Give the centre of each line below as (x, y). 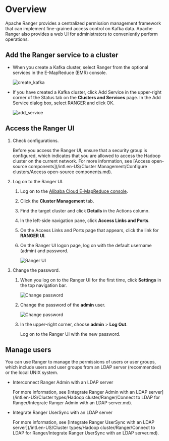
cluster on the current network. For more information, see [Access (81, 161)
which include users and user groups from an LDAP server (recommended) (83, 367)
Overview (26, 9)
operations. (17, 39)
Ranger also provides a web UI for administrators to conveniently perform (81, 34)
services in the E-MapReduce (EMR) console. (60, 72)
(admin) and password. (44, 251)
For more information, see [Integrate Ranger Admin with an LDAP (80, 392)
